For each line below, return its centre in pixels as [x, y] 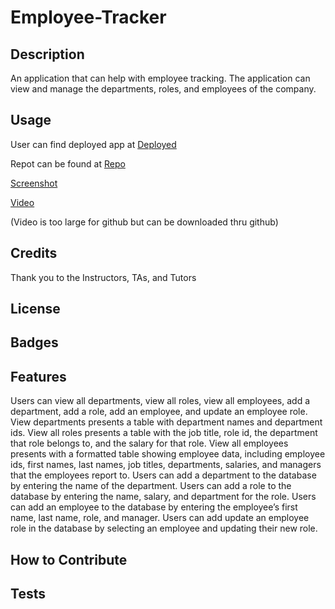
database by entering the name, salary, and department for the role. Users [163, 497]
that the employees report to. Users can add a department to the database [163, 475]
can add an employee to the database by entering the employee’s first [154, 507]
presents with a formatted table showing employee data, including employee [168, 454]
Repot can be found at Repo [68, 163]
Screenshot [34, 183]
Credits [34, 253]
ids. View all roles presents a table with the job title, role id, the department [164, 433]
